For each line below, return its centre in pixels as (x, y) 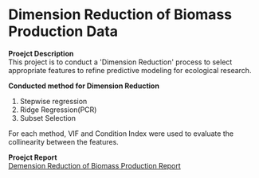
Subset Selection (48, 118)
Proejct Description (41, 53)
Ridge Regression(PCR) (58, 110)
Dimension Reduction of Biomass (120, 15)
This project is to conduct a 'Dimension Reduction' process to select (120, 62)
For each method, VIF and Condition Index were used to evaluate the (121, 133)
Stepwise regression (53, 101)
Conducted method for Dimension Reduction (84, 86)
